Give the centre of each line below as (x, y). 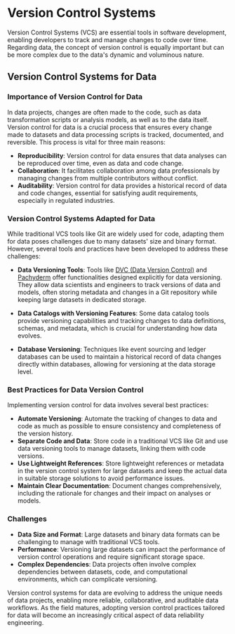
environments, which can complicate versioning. (87, 579)
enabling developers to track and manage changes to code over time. (108, 39)
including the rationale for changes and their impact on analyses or (114, 494)
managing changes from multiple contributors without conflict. (108, 178)
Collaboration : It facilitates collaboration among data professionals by (119, 171)
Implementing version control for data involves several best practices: (108, 405)
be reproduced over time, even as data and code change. (100, 163)
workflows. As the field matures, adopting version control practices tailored (116, 607)
